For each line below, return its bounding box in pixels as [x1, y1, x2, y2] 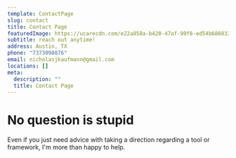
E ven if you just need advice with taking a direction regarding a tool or [7, 136, 210, 144]
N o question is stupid [7, 112, 134, 129]
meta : [7, 69, 23, 76]
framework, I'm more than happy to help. [7, 143, 126, 152]
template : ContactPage [7, 10, 74, 18]
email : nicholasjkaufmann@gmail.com [7, 56, 114, 63]
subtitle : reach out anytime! [7, 37, 96, 44]
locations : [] [7, 62, 49, 70]
